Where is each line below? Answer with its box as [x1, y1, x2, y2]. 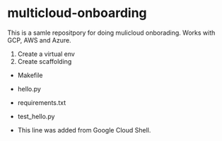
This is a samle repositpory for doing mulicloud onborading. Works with [7, 28, 216, 37]
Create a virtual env [17, 50, 76, 58]
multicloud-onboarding [7, 5, 147, 21]
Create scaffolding [17, 57, 72, 65]
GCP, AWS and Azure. [7, 35, 72, 44]
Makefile [17, 71, 43, 79]
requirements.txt [17, 98, 66, 107]
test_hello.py [17, 112, 55, 120]
